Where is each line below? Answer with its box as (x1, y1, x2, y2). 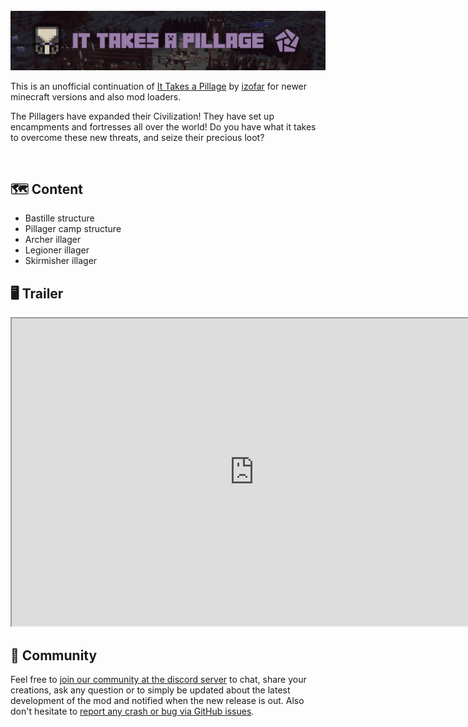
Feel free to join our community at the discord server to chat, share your (10, 673, 307, 685)
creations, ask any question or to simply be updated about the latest (10, 684, 291, 696)
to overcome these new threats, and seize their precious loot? (10, 131, 265, 143)
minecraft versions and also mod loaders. (10, 90, 182, 103)
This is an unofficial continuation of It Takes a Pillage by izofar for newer (10, 80, 308, 92)
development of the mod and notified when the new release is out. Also (10, 694, 305, 706)
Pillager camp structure (24, 223, 122, 235)
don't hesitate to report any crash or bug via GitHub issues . (10, 705, 255, 717)
